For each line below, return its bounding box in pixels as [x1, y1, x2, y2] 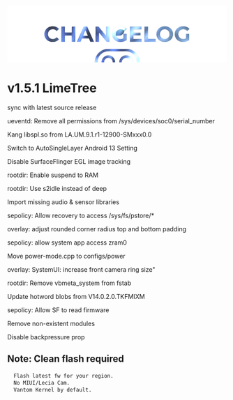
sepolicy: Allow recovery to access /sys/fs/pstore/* [7, 211, 155, 220]
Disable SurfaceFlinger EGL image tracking [7, 157, 131, 165]
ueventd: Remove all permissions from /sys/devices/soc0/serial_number [7, 116, 215, 125]
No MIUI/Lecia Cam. [13, 379, 70, 386]
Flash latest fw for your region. [13, 372, 114, 379]
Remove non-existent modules [7, 319, 96, 328]
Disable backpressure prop [7, 332, 85, 341]
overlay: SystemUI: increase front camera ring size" [7, 265, 156, 273]
